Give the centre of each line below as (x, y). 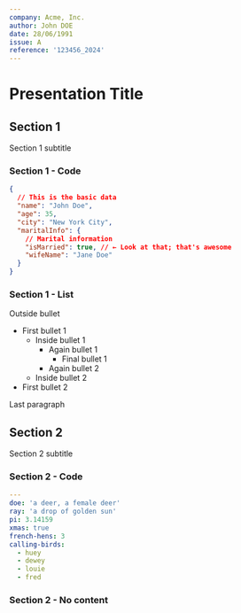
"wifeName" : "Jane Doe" (69, 255)
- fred (29, 578)
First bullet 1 (44, 331)
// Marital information (69, 239)
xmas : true (29, 528)
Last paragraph (37, 405)
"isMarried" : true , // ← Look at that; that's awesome (128, 247)
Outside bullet (35, 314)
